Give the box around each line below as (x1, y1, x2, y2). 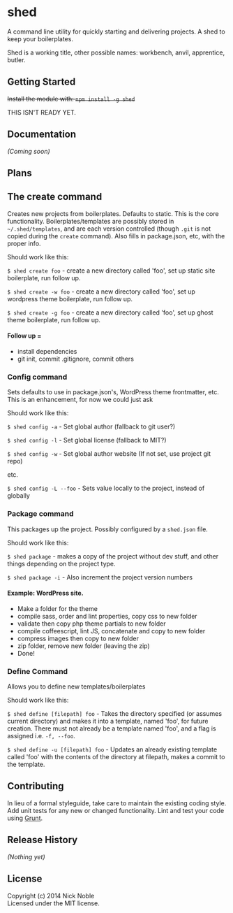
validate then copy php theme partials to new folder (17, 619, 166, 628)
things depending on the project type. (7, 559, 116, 568)
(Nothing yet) (7, 852, 45, 861)
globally (7, 491, 30, 500)
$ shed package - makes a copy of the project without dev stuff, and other (7, 552, 219, 560)
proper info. (7, 239, 41, 247)
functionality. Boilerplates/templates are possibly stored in (7, 217, 174, 225)
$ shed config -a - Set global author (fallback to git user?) (7, 422, 176, 431)
